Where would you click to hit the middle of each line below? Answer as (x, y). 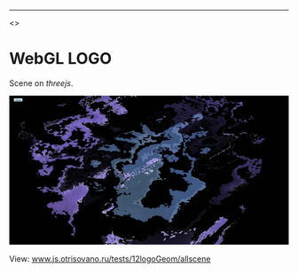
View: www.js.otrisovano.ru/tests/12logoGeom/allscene (110, 259)
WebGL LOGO (61, 59)
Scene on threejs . (41, 83)
